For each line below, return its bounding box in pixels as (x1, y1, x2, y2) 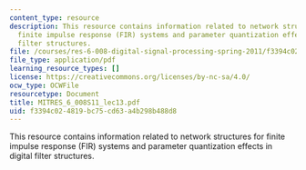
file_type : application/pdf (9, 55, 117, 65)
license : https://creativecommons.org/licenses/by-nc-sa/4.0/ (9, 73, 250, 82)
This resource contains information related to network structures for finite (9, 131, 285, 142)
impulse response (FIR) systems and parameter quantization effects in (9, 141, 273, 152)
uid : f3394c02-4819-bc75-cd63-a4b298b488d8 (9, 106, 178, 115)
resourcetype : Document (9, 89, 100, 98)
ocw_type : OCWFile (9, 81, 79, 90)
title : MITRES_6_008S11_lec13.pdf (9, 97, 141, 107)
